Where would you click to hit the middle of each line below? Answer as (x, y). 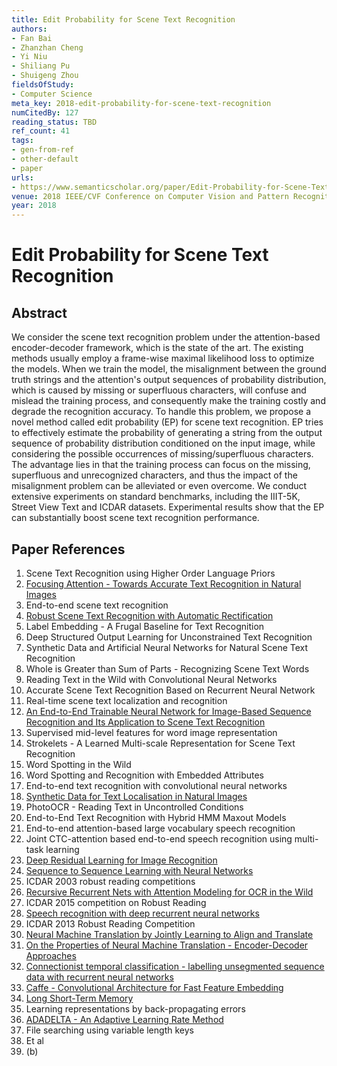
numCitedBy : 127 (45, 112)
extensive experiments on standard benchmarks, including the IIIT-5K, (156, 497)
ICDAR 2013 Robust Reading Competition (110, 923)
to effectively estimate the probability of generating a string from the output (167, 433)
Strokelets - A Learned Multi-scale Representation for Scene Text (160, 743)
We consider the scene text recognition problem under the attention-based (166, 337)
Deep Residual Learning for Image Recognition (121, 860)
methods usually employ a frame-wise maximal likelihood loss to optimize (163, 358)
